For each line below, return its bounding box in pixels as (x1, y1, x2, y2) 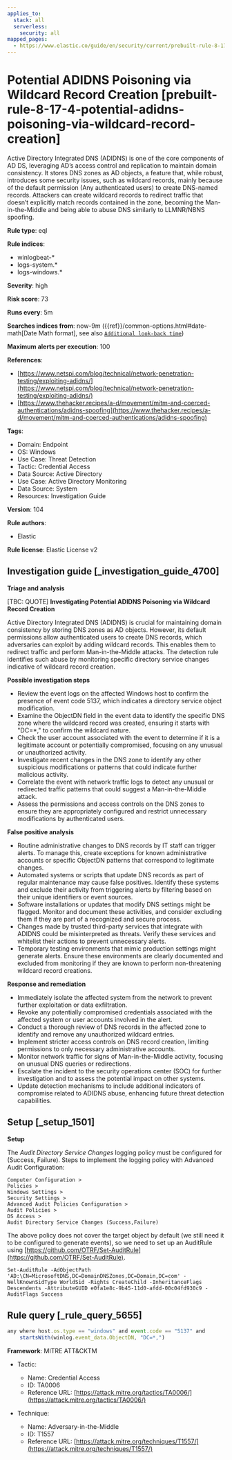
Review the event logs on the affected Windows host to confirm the (17, 689, 209, 697)
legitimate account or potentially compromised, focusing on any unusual (17, 741, 223, 749)
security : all (19, 29, 60, 37)
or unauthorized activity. (17, 748, 87, 756)
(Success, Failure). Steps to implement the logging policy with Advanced (7, 1155, 214, 1164)
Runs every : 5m (7, 308, 53, 316)
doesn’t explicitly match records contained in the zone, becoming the (7, 198, 204, 206)
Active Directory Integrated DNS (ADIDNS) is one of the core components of (7, 154, 224, 162)
